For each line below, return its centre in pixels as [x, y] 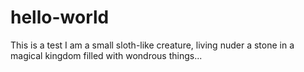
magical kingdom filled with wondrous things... [106, 55]
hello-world [60, 17]
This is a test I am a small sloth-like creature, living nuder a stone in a [152, 45]
